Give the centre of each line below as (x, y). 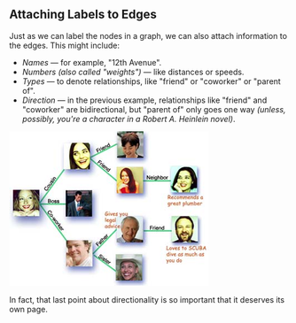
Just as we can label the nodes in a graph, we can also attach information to (148, 35)
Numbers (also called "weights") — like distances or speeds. (133, 72)
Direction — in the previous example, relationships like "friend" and (144, 100)
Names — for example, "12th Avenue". (92, 62)
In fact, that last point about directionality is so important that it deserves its (147, 299)
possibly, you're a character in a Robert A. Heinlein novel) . (129, 119)
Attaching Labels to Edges (83, 15)
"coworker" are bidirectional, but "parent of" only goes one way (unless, (154, 109)
